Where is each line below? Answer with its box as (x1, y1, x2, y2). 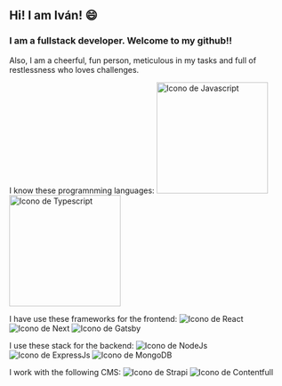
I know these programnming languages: (9, 185, 155, 196)
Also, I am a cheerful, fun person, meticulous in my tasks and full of (9, 54, 256, 66)
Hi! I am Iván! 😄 (9, 8, 98, 23)
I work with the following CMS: (9, 366, 122, 377)
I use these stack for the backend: (9, 340, 134, 350)
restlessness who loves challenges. (9, 64, 140, 75)
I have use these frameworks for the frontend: (9, 313, 178, 324)
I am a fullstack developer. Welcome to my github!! (9, 35, 233, 47)
